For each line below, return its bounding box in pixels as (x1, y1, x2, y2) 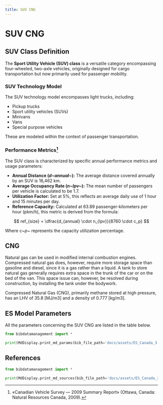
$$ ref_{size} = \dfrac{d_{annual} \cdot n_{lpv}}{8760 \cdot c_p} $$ (14, 218, 149, 224)
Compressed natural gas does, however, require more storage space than (5, 260, 152, 266)
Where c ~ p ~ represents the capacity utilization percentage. (5, 228, 125, 233)
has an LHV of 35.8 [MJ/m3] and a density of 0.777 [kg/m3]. (5, 295, 126, 301)
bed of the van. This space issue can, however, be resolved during (5, 275, 138, 281)
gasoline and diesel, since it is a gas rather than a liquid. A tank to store (5, 265, 147, 271)
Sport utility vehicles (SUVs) (12, 108, 68, 115)
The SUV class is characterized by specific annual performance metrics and (5, 158, 158, 164)
